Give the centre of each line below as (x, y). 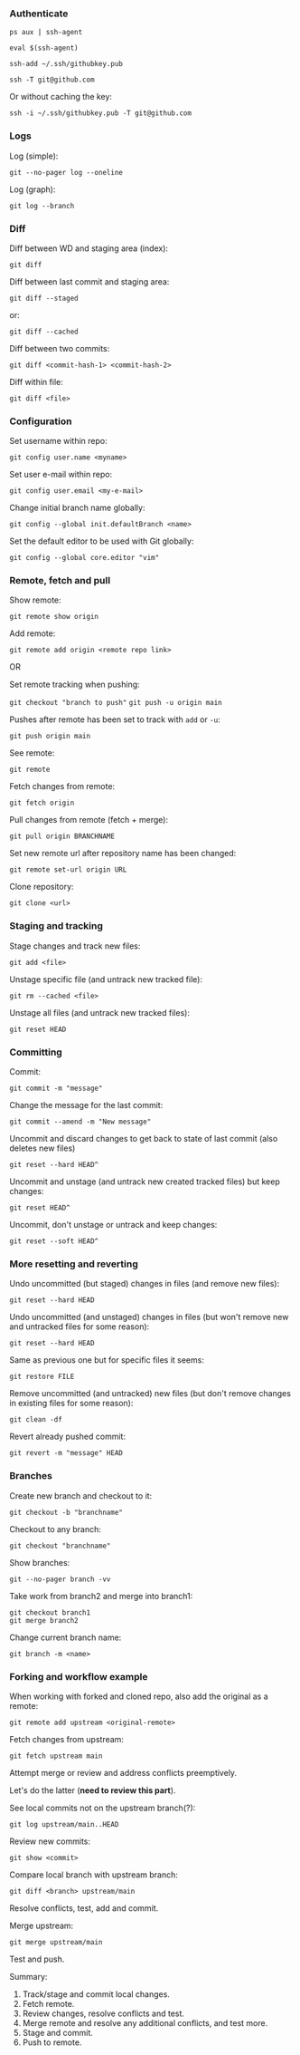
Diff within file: (36, 381)
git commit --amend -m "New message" (80, 1122)
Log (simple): (34, 156)
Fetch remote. (48, 2003)
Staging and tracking (56, 926)
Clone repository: (42, 887)
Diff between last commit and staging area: (89, 281)
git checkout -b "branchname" (66, 1512)
